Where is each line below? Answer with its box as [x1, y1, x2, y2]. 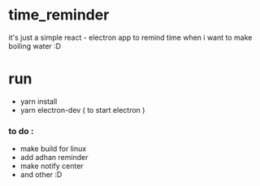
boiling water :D [8, 41, 62, 50]
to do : [8, 125, 34, 136]
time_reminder [8, 6, 110, 24]
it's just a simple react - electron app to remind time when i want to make [8, 32, 253, 42]
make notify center [19, 161, 84, 171]
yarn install [19, 96, 58, 106]
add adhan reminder [19, 153, 89, 162]
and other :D [19, 170, 63, 180]
